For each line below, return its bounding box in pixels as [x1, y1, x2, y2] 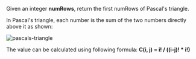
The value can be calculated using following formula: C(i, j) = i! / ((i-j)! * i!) [6, 46, 191, 53]
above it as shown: [6, 23, 53, 30]
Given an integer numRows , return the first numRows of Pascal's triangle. [6, 5, 189, 12]
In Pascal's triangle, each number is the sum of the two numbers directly [6, 17, 187, 23]
